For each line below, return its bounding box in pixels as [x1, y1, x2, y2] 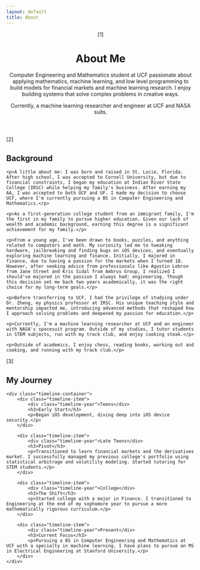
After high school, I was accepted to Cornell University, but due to [6, 174, 186, 180]
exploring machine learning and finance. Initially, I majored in [6, 253, 175, 259]
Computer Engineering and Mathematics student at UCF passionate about [9, 71, 192, 78]
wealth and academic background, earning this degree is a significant [6, 222, 189, 228]
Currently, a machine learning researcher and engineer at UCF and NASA [10, 102, 191, 110]
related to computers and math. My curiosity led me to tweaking [6, 242, 172, 248]
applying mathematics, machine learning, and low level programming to [12, 78, 189, 85]
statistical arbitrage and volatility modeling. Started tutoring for [6, 459, 186, 465]
